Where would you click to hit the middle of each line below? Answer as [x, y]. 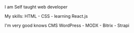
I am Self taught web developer [36, 7]
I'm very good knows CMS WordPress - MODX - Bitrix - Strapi [67, 25]
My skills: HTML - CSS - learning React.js [46, 16]
